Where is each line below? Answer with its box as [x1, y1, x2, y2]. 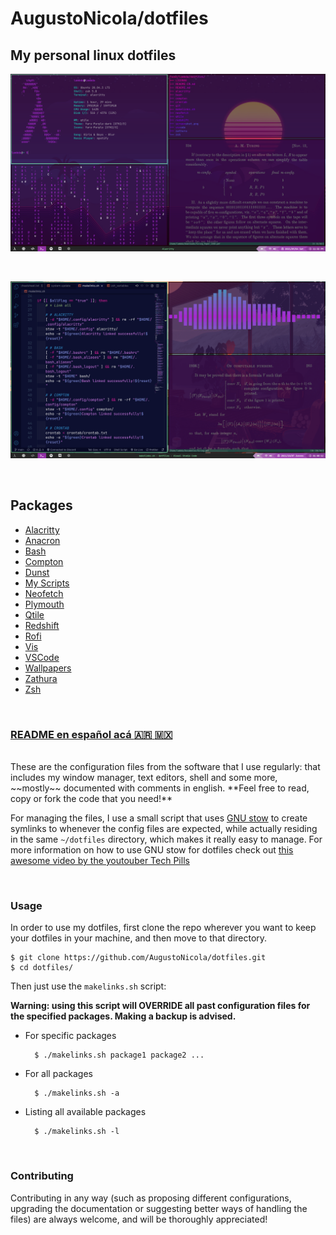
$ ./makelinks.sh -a [34, 1088, 120, 1099]
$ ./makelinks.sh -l [34, 1127, 120, 1137]
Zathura [24, 672, 58, 684]
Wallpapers [24, 662, 72, 674]
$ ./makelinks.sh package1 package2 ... [34, 1050, 205, 1061]
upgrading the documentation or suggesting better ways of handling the [10, 1202, 308, 1214]
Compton [24, 555, 64, 567]
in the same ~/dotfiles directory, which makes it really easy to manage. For [10, 833, 323, 846]
